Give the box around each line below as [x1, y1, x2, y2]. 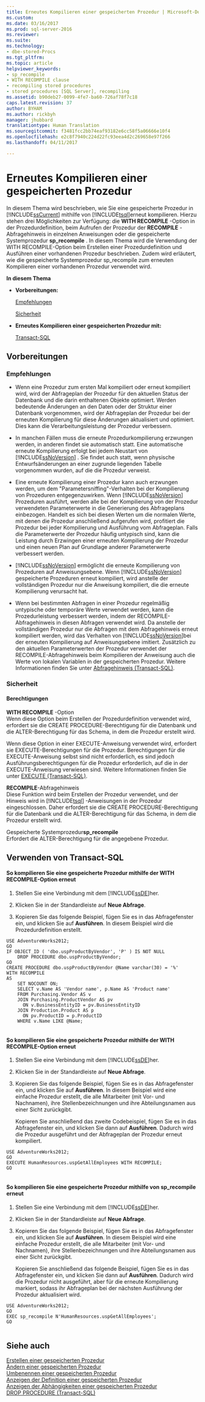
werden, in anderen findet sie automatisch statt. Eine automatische [15, 441, 183, 448]
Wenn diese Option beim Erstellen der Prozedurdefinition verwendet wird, [6, 715, 192, 722]
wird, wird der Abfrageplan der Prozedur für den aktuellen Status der [15, 390, 189, 398]
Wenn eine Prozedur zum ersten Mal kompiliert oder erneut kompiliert [15, 383, 191, 391]
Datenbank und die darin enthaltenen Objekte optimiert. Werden [15, 396, 176, 404]
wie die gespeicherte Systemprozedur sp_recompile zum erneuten [6, 256, 174, 263]
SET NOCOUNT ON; [17, 981, 59, 987]
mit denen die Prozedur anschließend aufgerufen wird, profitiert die [15, 517, 185, 525]
